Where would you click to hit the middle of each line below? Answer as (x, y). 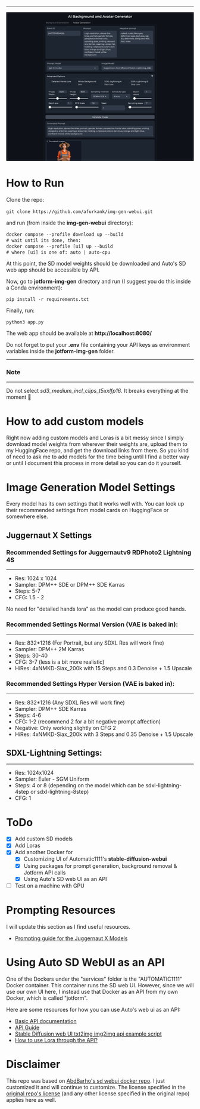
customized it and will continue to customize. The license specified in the (96, 1087)
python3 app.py (25, 322)
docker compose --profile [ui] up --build (60, 247)
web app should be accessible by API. (53, 270)
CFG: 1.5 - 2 (29, 597)
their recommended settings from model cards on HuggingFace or (87, 510)
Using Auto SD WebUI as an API (85, 962)
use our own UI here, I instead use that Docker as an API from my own (92, 991)
